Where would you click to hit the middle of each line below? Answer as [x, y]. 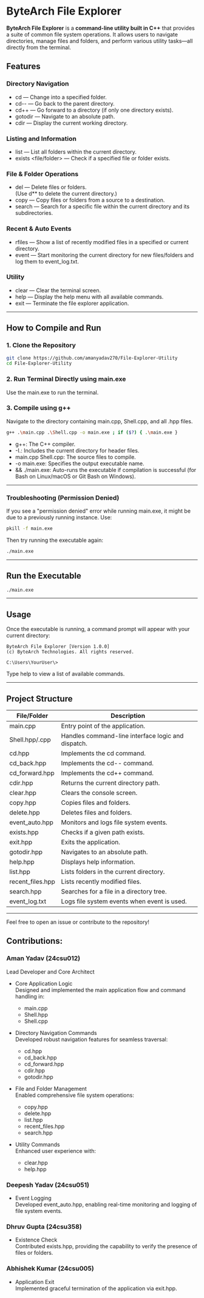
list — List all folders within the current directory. [76, 152]
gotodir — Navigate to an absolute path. [65, 116]
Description [128, 716]
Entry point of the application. [103, 726]
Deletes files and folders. [97, 813]
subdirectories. [34, 213]
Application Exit [35, 1282]
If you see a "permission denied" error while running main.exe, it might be [99, 511]
